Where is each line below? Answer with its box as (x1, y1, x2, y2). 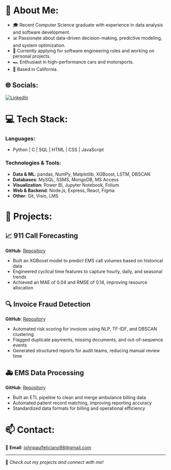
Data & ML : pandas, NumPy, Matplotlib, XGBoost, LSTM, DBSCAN (12, 171, 151, 177)
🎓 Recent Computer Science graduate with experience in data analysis (12, 21, 163, 28)
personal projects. (12, 53, 51, 59)
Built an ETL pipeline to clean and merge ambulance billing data (12, 394, 146, 401)
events (12, 342, 27, 349)
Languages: (5, 135, 36, 142)
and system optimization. (12, 42, 66, 48)
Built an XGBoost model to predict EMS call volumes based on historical (12, 257, 163, 263)
